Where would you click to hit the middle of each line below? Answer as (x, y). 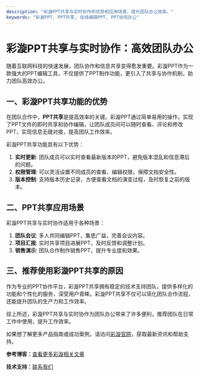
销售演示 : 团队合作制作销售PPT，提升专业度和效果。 (79, 250)
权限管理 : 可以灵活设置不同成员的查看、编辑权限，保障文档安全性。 (97, 172)
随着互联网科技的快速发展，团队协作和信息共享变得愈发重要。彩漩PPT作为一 (100, 66)
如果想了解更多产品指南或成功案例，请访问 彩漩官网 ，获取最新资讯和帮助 (95, 334)
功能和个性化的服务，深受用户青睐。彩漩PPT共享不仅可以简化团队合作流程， (100, 294)
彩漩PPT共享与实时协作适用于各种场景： (56, 223)
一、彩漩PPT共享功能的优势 (57, 101)
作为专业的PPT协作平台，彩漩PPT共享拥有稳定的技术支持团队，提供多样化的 (100, 286)
